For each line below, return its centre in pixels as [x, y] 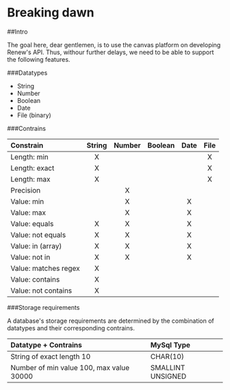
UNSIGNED [168, 376]
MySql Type [170, 345]
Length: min [30, 157]
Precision [26, 190]
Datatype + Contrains [46, 345]
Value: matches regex [45, 268]
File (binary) [34, 115]
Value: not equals [38, 234]
